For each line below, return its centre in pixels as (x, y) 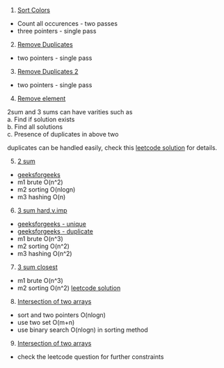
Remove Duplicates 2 (48, 71)
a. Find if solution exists (41, 119)
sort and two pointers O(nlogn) (62, 315)
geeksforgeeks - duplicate (55, 231)
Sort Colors (34, 10)
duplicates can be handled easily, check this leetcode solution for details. (112, 148)
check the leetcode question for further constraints (90, 357)
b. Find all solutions (35, 127)
